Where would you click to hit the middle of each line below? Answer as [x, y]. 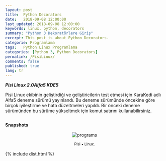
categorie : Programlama [30, 43]
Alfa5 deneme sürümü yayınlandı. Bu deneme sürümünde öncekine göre [80, 100]
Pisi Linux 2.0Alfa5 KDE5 [32, 85]
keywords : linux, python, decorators [45, 29]
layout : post [19, 10]
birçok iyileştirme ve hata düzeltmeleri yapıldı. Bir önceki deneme [73, 105]
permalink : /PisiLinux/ [30, 57]
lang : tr [14, 71]
